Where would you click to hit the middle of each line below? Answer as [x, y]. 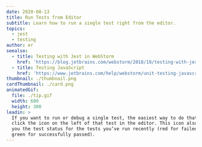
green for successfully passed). [54, 135]
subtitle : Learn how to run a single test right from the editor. [91, 23]
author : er [20, 46]
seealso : [17, 51]
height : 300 [27, 106]
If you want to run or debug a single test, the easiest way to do [98, 118]
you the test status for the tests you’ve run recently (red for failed [105, 129]
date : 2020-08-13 [28, 12]
